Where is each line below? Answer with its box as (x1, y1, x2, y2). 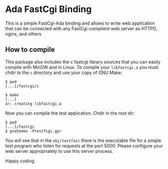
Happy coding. (5, 157, 36, 164)
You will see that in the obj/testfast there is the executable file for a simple (5, 137, 161, 143)
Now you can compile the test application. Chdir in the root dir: (5, 110, 135, 116)
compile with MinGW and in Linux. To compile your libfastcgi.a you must (5, 64, 159, 70)
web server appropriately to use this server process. (5, 148, 114, 154)
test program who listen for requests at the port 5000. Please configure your (5, 142, 163, 149)
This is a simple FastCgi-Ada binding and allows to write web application (5, 20, 155, 26)
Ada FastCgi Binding (5, 4, 92, 15)
